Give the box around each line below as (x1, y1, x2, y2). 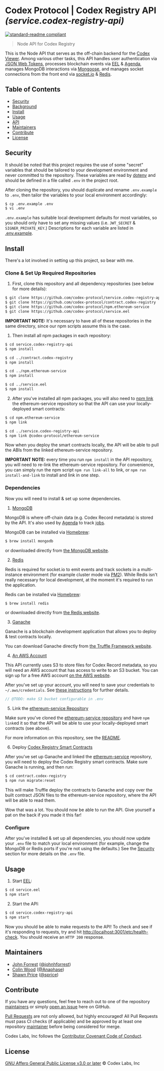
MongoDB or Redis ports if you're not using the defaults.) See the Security (5, 846, 155, 852)
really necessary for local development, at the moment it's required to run (5, 577, 153, 582)
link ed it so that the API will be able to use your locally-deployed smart (5, 720, 148, 726)
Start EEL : (12, 878, 33, 884)
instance (5, 572, 22, 578)
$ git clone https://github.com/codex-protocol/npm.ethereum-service (5, 304, 150, 310)
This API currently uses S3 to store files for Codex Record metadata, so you (5, 662, 157, 668)
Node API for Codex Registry (17, 41, 75, 46)
